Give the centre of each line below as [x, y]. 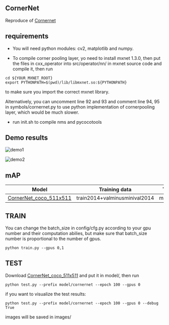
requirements [27, 36]
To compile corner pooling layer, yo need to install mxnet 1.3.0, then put [87, 58]
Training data [115, 190]
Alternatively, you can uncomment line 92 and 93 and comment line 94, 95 [82, 101]
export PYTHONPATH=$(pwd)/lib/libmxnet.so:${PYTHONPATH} [66, 83]
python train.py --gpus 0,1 [35, 248]
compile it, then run [32, 69]
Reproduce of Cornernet [31, 20]
